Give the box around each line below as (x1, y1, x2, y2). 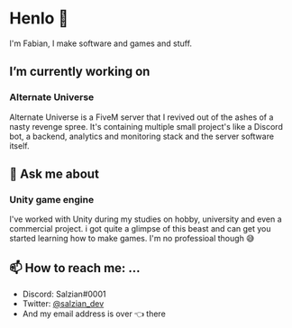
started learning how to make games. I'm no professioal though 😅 (9, 233, 255, 244)
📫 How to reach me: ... (9, 260, 141, 276)
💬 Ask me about (9, 167, 99, 182)
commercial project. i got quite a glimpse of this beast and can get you (9, 223, 272, 234)
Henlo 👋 (9, 8, 69, 29)
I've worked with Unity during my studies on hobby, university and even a (9, 214, 282, 224)
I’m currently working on (9, 64, 151, 79)
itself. (9, 140, 30, 151)
